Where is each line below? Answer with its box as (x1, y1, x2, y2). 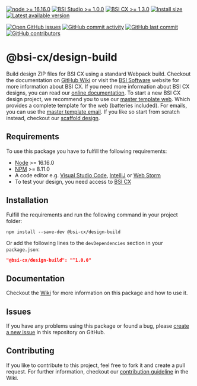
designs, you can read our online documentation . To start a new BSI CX (6, 89, 181, 96)
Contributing (6, 346, 55, 356)
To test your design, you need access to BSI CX (14, 178, 132, 185)
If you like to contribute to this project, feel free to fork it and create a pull (6, 362, 185, 369)
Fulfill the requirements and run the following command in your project (6, 211, 178, 218)
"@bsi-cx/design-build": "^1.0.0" (6, 257, 92, 263)
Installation (6, 195, 49, 205)
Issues (6, 306, 31, 316)
